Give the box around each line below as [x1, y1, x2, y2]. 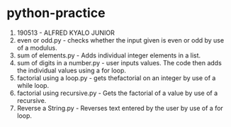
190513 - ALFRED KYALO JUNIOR [16, 28, 115, 37]
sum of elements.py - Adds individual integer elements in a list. [16, 51, 201, 60]
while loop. [16, 81, 50, 89]
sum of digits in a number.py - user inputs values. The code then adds [16, 58, 222, 67]
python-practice [6, 5, 106, 21]
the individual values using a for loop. [16, 66, 127, 74]
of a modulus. [16, 43, 57, 52]
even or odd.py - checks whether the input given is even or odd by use [16, 35, 225, 44]
